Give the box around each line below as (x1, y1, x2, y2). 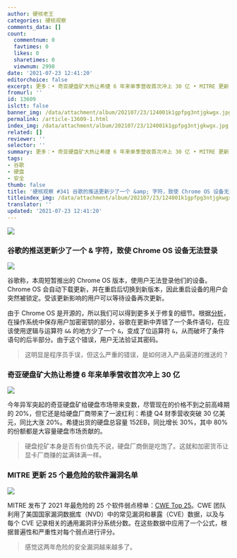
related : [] (7, 129, 42, 136)
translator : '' (7, 201, 52, 209)
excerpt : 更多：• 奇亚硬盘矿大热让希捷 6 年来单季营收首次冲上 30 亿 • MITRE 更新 (7, 83, 229, 90)
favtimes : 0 (13, 43, 49, 50)
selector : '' (7, 142, 46, 149)
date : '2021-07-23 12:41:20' (7, 69, 93, 76)
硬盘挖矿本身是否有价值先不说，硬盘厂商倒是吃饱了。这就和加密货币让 (24, 442, 229, 451)
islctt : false (7, 103, 49, 110)
